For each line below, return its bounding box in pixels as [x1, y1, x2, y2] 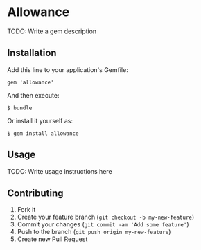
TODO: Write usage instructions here [7, 167, 112, 175]
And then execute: [7, 91, 60, 99]
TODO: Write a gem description [7, 27, 97, 35]
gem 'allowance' [7, 79, 54, 86]
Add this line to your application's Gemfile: [7, 65, 128, 73]
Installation [7, 47, 57, 59]
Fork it [17, 206, 36, 214]
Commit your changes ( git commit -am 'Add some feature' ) [17, 220, 189, 229]
